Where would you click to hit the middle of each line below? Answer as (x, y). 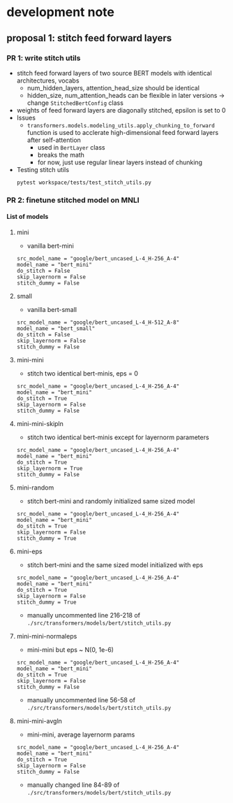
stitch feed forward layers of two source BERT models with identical (114, 73)
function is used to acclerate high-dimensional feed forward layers (123, 132)
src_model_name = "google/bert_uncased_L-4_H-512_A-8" (98, 322)
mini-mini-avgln (39, 721)
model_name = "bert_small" (56, 329)
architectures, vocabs (48, 80)
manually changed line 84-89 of (73, 785)
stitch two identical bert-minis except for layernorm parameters (118, 437)
